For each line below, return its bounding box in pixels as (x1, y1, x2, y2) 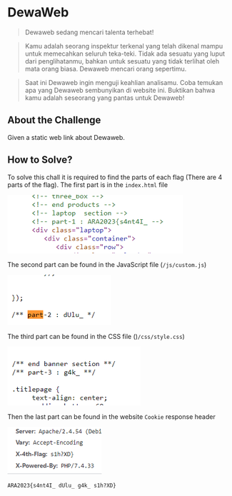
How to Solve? (7, 154, 73, 166)
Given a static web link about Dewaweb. (7, 133, 125, 141)
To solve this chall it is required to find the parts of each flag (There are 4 (7, 173, 223, 181)
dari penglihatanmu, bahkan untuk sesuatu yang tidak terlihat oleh (24, 56, 220, 65)
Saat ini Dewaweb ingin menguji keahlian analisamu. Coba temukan (24, 78, 223, 86)
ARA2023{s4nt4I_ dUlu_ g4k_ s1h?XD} (7, 482, 116, 489)
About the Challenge (7, 114, 101, 126)
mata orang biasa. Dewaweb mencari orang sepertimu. (24, 64, 187, 73)
